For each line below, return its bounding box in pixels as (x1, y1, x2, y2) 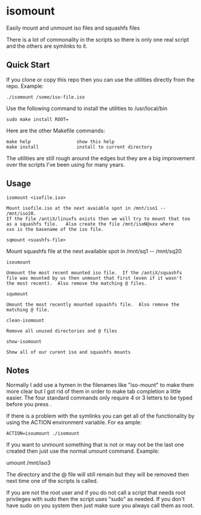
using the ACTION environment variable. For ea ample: (6, 419, 142, 426)
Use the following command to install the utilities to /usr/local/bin (6, 105, 168, 112)
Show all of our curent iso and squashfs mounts (6, 349, 131, 355)
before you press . (6, 401, 52, 408)
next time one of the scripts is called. (6, 478, 98, 485)
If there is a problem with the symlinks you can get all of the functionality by (6, 412, 195, 419)
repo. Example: (6, 82, 44, 89)
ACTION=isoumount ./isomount (6, 430, 80, 436)
